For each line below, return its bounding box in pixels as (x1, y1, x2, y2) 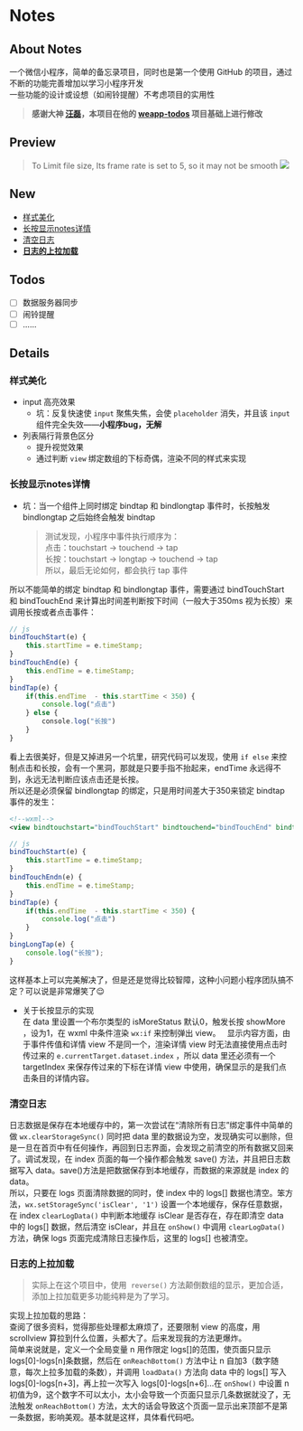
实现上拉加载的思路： (9, 1310, 88, 1321)
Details (9, 345, 50, 362)
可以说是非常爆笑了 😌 (24, 985, 106, 996)
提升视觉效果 (35, 442, 84, 453)
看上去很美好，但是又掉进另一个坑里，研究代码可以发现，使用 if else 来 (9, 751, 280, 762)
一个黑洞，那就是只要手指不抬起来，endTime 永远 (79, 762, 266, 773)
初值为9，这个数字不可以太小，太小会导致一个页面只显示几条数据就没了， (9, 1389, 283, 1400)
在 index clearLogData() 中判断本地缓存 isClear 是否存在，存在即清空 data (9, 1210, 284, 1221)
